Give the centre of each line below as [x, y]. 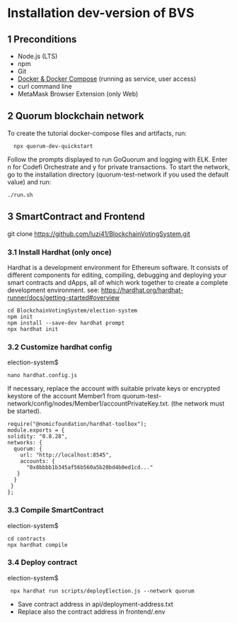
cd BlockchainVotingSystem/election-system [73, 310]
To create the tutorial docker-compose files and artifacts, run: [97, 133]
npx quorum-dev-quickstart [53, 146]
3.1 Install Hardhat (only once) [59, 252]
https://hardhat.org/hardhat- [142, 290]
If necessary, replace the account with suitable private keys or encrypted [114, 388]
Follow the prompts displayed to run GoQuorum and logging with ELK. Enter [117, 159]
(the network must [198, 404]
